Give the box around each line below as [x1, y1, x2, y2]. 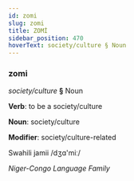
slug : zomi [8, 19, 45, 27]
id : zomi [8, 11, 37, 20]
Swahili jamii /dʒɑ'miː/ [8, 148, 81, 158]
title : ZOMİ [8, 26, 48, 34]
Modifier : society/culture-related [8, 133, 117, 143]
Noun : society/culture [8, 117, 80, 127]
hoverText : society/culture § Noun [8, 42, 127, 50]
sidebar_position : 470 [8, 34, 84, 42]
